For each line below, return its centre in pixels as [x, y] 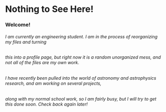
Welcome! [18, 25]
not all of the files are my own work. [42, 63]
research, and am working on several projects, [53, 83]
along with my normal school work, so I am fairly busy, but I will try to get [81, 99]
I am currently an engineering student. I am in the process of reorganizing [81, 36]
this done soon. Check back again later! [46, 104]
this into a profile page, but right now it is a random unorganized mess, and [83, 57]
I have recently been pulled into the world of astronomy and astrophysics [81, 78]
